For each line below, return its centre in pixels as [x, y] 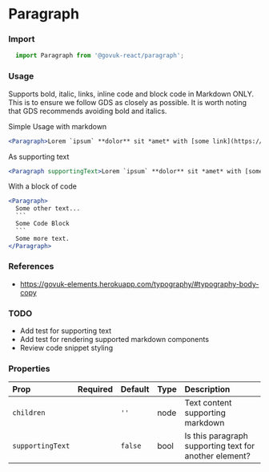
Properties [29, 368]
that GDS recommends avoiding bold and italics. [88, 111]
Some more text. [42, 238]
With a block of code [43, 186]
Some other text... [48, 209]
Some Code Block [42, 224]
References [31, 267]
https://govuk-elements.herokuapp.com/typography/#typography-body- [139, 284]
